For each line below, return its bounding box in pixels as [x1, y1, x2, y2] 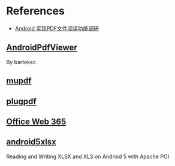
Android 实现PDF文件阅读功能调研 [14, 25, 99, 32]
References [6, 4, 65, 18]
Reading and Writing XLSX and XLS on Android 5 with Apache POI [6, 153, 170, 160]
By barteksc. [6, 58, 38, 65]
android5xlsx [6, 137, 57, 147]
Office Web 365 [6, 116, 67, 126]
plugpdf [6, 96, 37, 106]
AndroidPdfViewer [6, 43, 78, 53]
